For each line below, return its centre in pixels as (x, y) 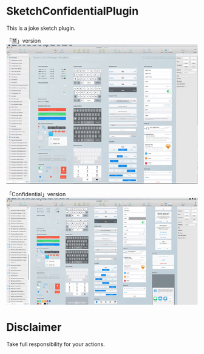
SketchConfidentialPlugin (73, 11)
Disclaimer (34, 327)
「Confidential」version (36, 194)
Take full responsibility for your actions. (56, 344)
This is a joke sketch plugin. (41, 28)
